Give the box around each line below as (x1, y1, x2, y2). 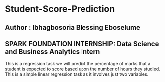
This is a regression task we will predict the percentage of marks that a (5, 61, 151, 67)
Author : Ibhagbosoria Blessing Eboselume (5, 23, 141, 32)
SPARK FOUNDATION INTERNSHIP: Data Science (5, 40, 159, 48)
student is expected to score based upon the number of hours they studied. (5, 66, 160, 72)
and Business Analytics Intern (5, 47, 100, 56)
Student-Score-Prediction (5, 3, 115, 15)
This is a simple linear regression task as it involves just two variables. (5, 71, 149, 77)
